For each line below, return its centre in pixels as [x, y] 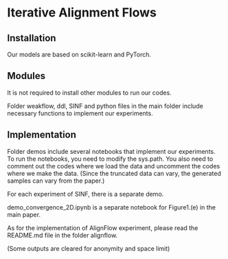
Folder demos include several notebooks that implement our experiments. [111, 151]
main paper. [24, 214]
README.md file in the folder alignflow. [62, 235]
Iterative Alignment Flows [82, 13]
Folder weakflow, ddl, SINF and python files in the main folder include [105, 106]
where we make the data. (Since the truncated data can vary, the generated [114, 173]
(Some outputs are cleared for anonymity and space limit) [89, 248]
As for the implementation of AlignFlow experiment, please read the [103, 227]
